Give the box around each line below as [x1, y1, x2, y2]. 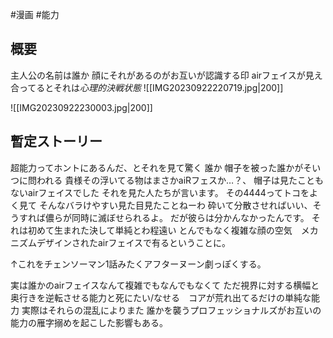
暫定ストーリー [10, 133, 103, 150]
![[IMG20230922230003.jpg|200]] [10, 101, 153, 113]
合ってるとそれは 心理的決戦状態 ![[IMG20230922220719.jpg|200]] [10, 81, 284, 93]
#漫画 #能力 [10, 9, 60, 20]
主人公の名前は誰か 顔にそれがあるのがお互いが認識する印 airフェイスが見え [10, 69, 323, 81]
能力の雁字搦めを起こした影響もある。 [10, 316, 168, 328]
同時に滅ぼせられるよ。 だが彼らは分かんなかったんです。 [71, 211, 310, 223]
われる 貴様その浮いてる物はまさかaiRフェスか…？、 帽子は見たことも [36, 174, 325, 186]
